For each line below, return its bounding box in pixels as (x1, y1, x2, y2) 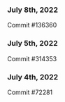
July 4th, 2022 (7, 72, 59, 82)
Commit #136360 (7, 21, 57, 30)
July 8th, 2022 (7, 5, 58, 15)
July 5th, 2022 (7, 39, 58, 49)
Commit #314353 (7, 54, 57, 63)
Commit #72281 (7, 88, 53, 96)
